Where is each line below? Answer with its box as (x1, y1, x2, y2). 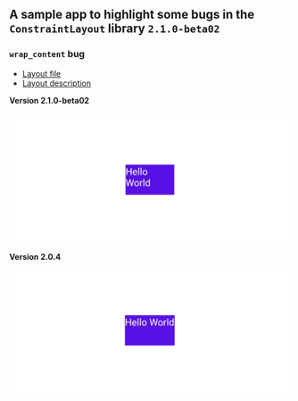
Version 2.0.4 (9, 252, 62, 263)
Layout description (21, 78, 92, 88)
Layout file (21, 68, 62, 79)
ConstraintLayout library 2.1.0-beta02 (9, 21, 220, 37)
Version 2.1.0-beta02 (9, 95, 90, 105)
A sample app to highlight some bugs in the (9, 7, 255, 22)
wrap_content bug (9, 48, 86, 61)
